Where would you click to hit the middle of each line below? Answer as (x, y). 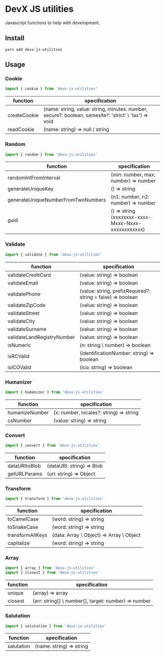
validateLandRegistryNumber (41, 337)
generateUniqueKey (31, 189)
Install (15, 38)
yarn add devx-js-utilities (34, 49)
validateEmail (23, 283)
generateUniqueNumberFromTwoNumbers (57, 200)
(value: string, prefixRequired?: (115, 291)
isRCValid (19, 356)
